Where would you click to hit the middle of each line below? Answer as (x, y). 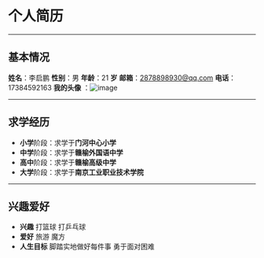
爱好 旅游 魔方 (42, 237)
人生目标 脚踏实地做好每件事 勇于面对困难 (87, 247)
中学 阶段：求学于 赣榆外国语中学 (71, 152)
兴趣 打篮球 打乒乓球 (53, 227)
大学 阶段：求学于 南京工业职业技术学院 (81, 172)
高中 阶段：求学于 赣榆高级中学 (68, 162)
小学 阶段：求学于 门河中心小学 (68, 142)
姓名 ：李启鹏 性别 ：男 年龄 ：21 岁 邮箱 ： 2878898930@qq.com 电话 (119, 77)
